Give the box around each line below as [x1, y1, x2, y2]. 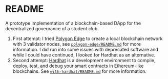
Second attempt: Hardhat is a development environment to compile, [12, 57, 156, 63]
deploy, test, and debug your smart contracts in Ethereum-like [12, 63, 144, 69]
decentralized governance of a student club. [5, 25, 99, 31]
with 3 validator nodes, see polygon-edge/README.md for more [12, 41, 141, 47]
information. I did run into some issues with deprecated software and [12, 46, 158, 52]
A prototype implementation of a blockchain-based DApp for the [5, 20, 141, 26]
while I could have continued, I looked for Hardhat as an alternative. [12, 52, 155, 58]
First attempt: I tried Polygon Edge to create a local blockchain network [12, 35, 163, 42]
